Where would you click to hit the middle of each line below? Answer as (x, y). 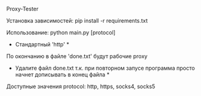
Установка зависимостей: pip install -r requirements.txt (77, 20)
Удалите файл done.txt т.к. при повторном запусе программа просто (105, 68)
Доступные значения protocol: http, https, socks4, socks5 (81, 86)
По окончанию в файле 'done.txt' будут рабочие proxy (77, 56)
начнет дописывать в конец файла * (62, 75)
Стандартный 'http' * (42, 44)
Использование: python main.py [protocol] (61, 32)
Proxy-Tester (22, 9)
